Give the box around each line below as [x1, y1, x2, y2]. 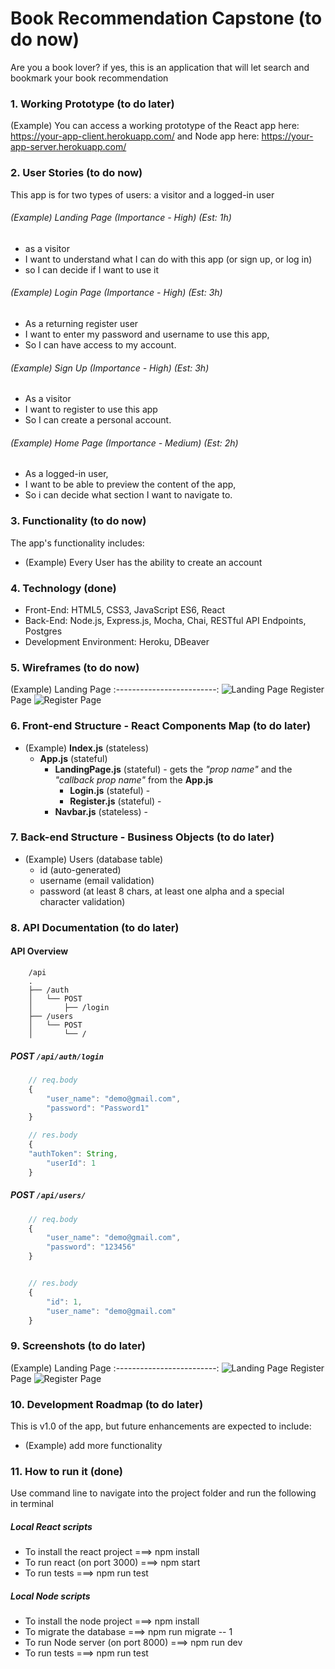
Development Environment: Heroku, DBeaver [24, 635, 210, 647]
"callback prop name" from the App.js [54, 773, 214, 786]
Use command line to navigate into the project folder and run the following [10, 1487, 317, 1499]
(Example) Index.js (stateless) [24, 742, 150, 754]
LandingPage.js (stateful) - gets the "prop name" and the [54, 763, 293, 775]
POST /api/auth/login [10, 1050, 104, 1062]
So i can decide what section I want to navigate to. [24, 489, 233, 501]
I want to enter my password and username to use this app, [24, 328, 270, 340]
